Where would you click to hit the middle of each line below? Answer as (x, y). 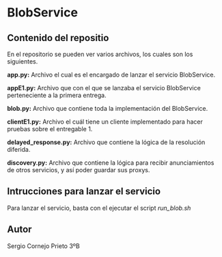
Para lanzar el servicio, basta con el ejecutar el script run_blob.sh (99, 208)
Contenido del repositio (58, 38)
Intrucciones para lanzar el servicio (84, 192)
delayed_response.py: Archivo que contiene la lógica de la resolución (106, 142)
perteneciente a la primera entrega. (57, 95)
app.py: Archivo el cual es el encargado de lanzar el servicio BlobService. (111, 75)
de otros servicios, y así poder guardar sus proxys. (79, 170)
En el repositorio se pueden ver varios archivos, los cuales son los (100, 54)
